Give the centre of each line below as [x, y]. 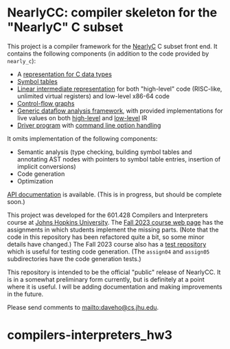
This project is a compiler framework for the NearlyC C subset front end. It [112, 46]
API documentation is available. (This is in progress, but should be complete [114, 194]
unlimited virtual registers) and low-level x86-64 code [93, 96]
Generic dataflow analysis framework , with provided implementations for [120, 111]
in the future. [25, 294]
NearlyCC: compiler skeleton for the [112, 13]
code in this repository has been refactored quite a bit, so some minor [106, 237]
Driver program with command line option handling [89, 125]
